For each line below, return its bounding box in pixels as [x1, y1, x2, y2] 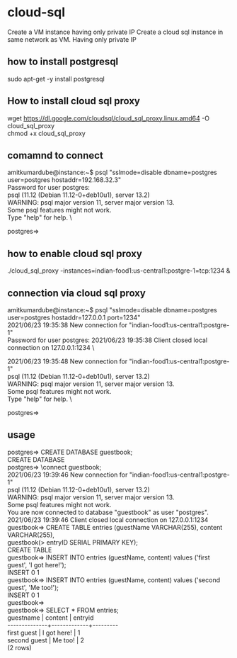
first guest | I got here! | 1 [7, 628, 81, 637]
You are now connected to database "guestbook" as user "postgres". [7, 508, 209, 516]
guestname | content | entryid [7, 613, 94, 622]
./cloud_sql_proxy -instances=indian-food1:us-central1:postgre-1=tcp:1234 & [7, 266, 231, 275]
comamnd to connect [7, 149, 104, 161]
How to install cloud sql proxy [7, 95, 140, 107]
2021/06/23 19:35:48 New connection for [7, 357, 128, 365]
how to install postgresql [7, 56, 119, 68]
